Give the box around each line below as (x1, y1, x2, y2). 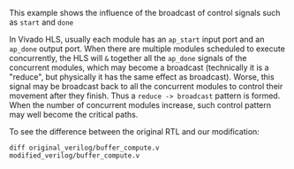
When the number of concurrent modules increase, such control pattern (9, 100, 272, 110)
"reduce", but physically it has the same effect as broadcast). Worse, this (9, 72, 275, 82)
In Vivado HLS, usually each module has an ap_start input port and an (9, 35, 265, 44)
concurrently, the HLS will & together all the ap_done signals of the (9, 53, 247, 63)
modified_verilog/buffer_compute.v (9, 151, 140, 160)
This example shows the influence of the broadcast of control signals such (9, 8, 281, 18)
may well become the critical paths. (9, 110, 139, 119)
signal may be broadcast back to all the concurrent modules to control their (9, 81, 283, 91)
